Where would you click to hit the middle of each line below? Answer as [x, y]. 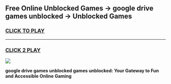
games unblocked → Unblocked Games [69, 17]
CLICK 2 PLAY [23, 50]
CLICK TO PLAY [25, 31]
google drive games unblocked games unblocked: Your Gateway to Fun [82, 70]
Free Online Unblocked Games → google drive [79, 8]
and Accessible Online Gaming [38, 76]
